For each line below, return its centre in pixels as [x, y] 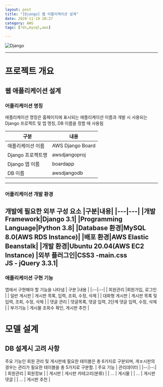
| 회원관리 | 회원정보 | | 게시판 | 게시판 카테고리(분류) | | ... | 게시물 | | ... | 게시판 [80, 373]
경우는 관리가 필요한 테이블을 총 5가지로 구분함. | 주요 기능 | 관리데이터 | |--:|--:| [81, 367]
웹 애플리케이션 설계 [33, 91]
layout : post [18, 9]
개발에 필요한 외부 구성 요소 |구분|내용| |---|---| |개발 [81, 211]
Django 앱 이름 [24, 164]
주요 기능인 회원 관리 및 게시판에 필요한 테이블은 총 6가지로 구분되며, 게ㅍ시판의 [80, 361]
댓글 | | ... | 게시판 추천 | [28, 379]
